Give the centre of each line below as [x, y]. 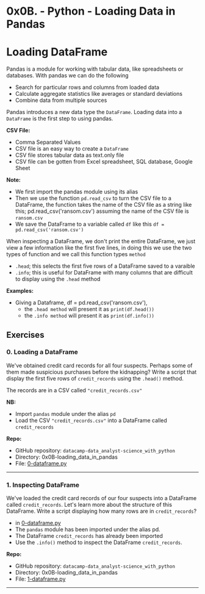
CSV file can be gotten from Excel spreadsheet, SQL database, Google [104, 162]
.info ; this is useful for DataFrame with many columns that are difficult [104, 273]
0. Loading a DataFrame [42, 352]
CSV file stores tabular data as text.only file [70, 155]
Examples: [20, 291]
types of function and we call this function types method [76, 254]
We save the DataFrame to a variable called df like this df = [90, 224]
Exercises [25, 335]
